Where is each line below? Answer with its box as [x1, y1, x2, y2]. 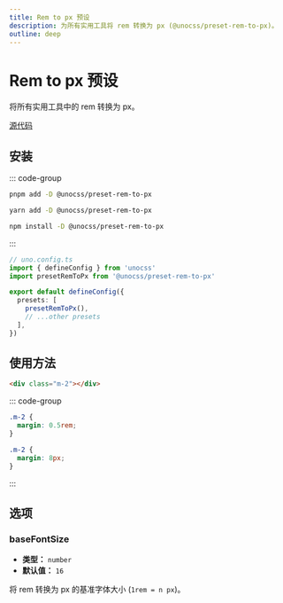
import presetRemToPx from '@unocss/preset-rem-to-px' [9, 271, 216, 280]
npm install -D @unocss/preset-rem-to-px [9, 222, 164, 231]
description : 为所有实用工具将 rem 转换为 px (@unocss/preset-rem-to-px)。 [9, 21, 279, 30]
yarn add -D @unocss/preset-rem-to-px [9, 206, 152, 215]
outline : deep [9, 29, 62, 38]
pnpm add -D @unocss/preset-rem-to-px [9, 190, 152, 200]
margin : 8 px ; [17, 453, 65, 462]
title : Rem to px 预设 [9, 12, 90, 22]
